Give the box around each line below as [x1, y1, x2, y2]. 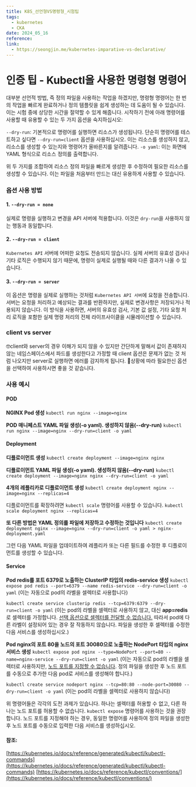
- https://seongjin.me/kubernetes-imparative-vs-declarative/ [11, 47, 166, 53]
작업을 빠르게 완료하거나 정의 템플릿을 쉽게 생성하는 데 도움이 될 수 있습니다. [12, 101, 185, 108]
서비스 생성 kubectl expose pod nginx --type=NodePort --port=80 [6, 648, 164, 655]
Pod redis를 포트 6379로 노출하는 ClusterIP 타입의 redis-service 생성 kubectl [6, 577, 189, 584]
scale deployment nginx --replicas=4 [6, 508, 98, 514]
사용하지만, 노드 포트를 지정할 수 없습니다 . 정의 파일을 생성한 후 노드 [21, 663, 176, 670]
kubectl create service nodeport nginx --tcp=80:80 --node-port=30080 [6, 682, 182, 688]
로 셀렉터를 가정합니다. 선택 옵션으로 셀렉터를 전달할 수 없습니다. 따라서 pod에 [6, 614, 184, 621]
